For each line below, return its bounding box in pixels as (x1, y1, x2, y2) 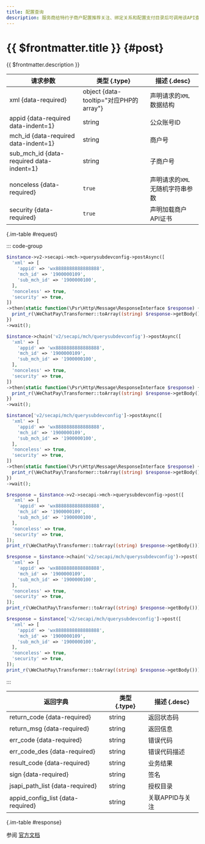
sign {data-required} (9, 770, 69, 779)
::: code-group (6, 242, 43, 250)
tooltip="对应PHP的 (82, 96, 138, 104)
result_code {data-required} (9, 759, 90, 767)
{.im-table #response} (6, 818, 62, 826)
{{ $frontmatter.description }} (6, 61, 81, 68)
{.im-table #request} (6, 230, 58, 238)
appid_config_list (9, 793, 58, 802)
